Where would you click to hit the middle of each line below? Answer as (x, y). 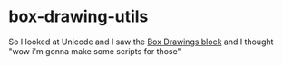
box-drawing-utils (78, 17)
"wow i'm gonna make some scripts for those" (95, 51)
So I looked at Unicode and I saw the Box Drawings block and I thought (141, 42)
